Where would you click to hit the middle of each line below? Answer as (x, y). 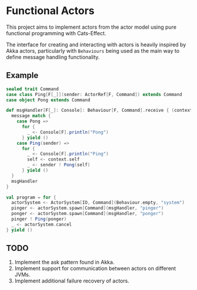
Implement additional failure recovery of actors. (72, 281)
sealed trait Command (33, 89)
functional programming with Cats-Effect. (56, 33)
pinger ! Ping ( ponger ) (39, 219)
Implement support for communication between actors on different (95, 268)
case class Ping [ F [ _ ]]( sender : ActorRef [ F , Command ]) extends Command (94, 94)
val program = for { (31, 197)
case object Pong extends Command (48, 100)
